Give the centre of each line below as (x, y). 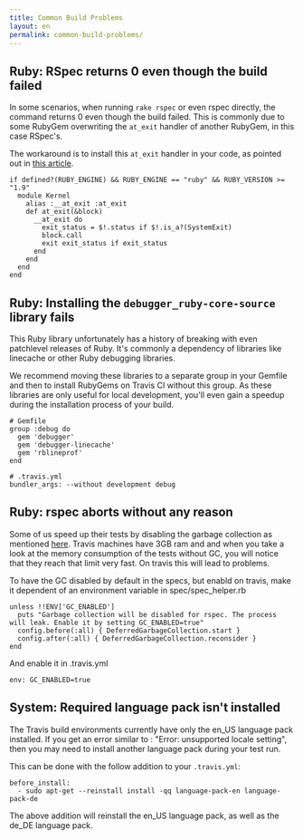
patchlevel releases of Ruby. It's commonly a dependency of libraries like (146, 348)
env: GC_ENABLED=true (50, 680)
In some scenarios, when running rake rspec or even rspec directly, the (142, 107)
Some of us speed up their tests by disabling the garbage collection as (141, 534)
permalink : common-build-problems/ (76, 34)
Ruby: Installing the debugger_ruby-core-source (142, 303)
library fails (42, 317)
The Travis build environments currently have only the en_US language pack (151, 729)
